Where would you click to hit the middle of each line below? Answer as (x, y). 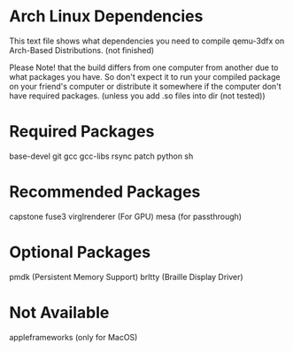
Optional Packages (80, 252)
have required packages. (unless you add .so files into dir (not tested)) (137, 96)
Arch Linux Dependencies (106, 16)
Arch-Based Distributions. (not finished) (82, 50)
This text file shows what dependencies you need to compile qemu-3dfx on (147, 41)
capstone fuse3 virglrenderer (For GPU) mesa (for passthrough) (125, 216)
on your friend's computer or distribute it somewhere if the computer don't (145, 86)
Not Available (59, 312)
